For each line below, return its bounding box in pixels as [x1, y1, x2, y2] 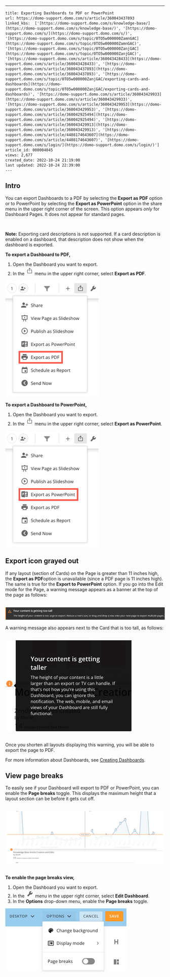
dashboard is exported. [5, 241, 54, 247]
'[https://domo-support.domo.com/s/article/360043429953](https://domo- [5, 102, 162, 107]
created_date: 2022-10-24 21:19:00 [5, 158, 80, 163]
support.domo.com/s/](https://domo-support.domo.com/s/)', [5, 31, 133, 36]
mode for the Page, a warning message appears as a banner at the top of [5, 586, 158, 592]
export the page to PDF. [5, 747, 55, 753]
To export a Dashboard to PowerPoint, [5, 402, 87, 408]
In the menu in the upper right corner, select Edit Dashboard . [12, 893, 150, 899]
